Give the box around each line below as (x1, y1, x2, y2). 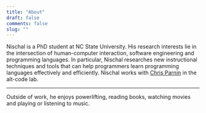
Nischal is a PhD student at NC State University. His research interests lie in (6, 43, 197, 50)
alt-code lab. (6, 76, 39, 83)
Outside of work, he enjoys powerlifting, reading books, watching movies (6, 93, 191, 101)
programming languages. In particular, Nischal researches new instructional (6, 56, 197, 63)
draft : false (6, 15, 40, 21)
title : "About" (6, 9, 45, 15)
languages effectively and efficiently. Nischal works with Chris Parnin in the (6, 69, 197, 77)
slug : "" (6, 26, 29, 33)
